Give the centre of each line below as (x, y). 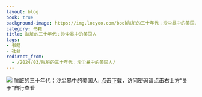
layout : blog (23, 12)
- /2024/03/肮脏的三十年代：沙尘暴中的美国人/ (64, 62)
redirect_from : (25, 57)
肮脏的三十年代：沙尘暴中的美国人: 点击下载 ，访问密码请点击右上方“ (98, 80)
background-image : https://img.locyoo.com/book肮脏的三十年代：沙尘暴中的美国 (100, 23)
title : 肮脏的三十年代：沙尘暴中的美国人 (52, 34)
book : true (20, 17)
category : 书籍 (24, 29)
